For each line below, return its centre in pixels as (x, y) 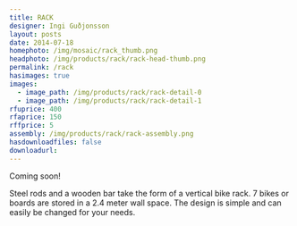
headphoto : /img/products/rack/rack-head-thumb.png (107, 59)
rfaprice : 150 (36, 117)
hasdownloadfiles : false (55, 142)
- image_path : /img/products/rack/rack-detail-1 (110, 100)
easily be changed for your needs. (72, 212)
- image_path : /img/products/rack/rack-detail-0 (110, 92)
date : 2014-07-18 (42, 42)
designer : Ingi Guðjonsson (59, 26)
